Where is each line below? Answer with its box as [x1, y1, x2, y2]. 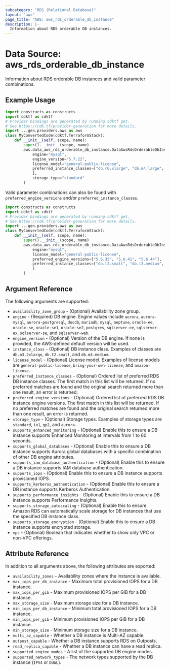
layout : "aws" [5, 12, 35, 17]
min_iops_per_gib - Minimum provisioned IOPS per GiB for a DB [12, 616, 145, 622]
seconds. [12, 437, 32, 443]
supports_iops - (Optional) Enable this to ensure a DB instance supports [12, 470, 163, 476]
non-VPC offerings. [12, 534, 53, 541]
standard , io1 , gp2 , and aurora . [12, 421, 76, 427]
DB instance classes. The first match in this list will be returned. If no [12, 378, 156, 384]
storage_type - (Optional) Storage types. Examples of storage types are [12, 416, 162, 422]
